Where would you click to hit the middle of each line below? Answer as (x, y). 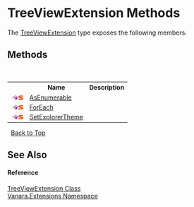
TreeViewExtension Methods (94, 13)
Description (107, 88)
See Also (27, 154)
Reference (23, 173)
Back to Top (28, 133)
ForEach (42, 107)
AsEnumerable (50, 97)
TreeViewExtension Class (44, 189)
